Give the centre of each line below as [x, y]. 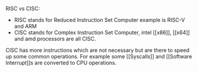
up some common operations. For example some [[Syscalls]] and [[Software [99, 56]
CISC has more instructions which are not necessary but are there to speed [98, 50]
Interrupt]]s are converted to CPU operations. [61, 63]
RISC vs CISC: [23, 9]
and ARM [25, 26]
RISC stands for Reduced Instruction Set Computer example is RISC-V [99, 20]
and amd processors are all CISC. [55, 39]
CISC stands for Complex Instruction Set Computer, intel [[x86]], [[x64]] [102, 32]
